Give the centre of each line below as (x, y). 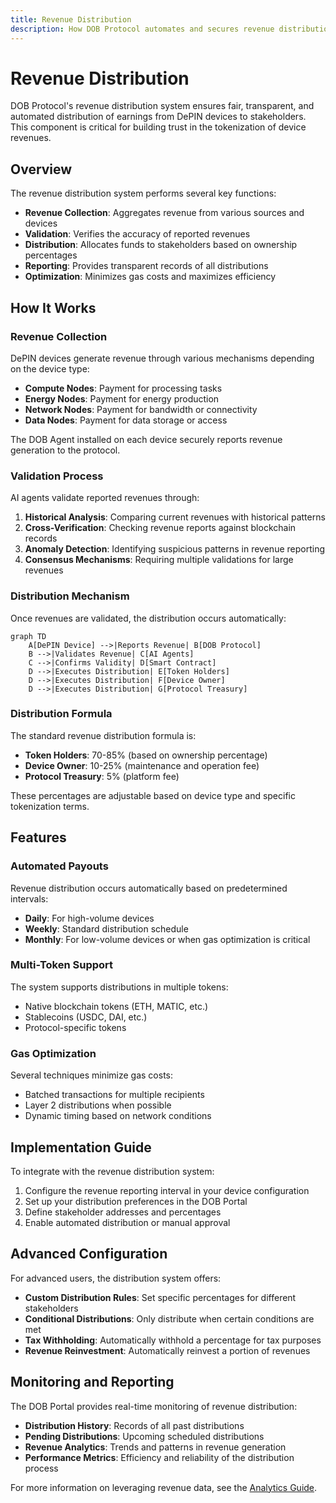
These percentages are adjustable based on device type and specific (153, 795)
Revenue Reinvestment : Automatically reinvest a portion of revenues (167, 1350)
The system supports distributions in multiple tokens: (119, 987)
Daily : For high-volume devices (89, 918)
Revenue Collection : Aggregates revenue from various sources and (164, 213)
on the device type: (50, 368)
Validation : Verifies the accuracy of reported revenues (137, 234)
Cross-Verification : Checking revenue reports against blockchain (160, 528)
